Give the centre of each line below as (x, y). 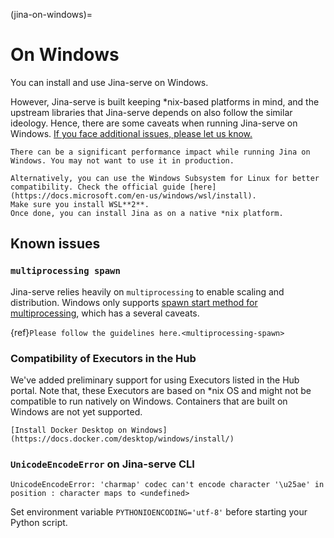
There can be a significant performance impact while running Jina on (160, 152)
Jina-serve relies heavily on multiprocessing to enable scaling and (147, 291)
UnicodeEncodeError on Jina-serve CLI (102, 464)
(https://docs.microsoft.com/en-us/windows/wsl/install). (133, 195)
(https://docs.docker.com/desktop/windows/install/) (122, 439)
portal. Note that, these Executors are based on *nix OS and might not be (161, 390)
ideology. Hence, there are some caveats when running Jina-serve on (154, 123)
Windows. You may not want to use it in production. (122, 160)
